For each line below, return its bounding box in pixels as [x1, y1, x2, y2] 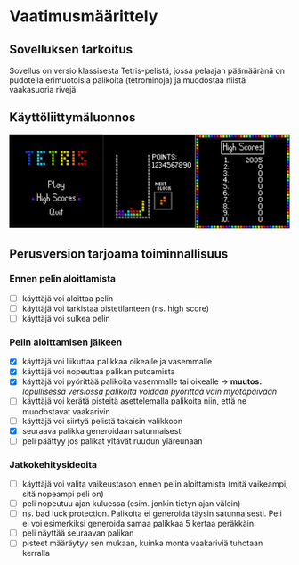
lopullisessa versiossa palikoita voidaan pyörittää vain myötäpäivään [21, 386, 278, 397]
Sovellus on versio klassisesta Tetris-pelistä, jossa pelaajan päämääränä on [9, 65, 286, 76]
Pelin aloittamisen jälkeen [9, 336, 123, 348]
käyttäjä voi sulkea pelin [21, 313, 111, 323]
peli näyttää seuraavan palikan [21, 528, 134, 538]
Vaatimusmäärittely [9, 6, 158, 27]
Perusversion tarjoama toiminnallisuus [9, 246, 229, 261]
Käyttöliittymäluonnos [9, 110, 136, 126]
